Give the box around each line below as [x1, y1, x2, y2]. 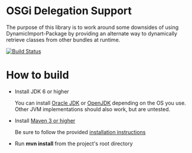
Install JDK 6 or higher [14, 87, 70, 95]
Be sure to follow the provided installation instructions [14, 128, 146, 135]
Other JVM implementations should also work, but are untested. [14, 105, 170, 113]
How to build [6, 69, 69, 82]
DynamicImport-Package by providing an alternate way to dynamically [6, 30, 177, 37]
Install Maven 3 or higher [14, 117, 76, 124]
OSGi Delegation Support [6, 4, 132, 18]
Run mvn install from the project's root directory [14, 140, 133, 147]
